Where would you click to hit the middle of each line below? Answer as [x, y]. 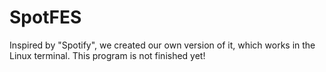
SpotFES [45, 17]
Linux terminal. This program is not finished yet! [107, 55]
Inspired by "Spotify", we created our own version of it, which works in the [162, 45]
